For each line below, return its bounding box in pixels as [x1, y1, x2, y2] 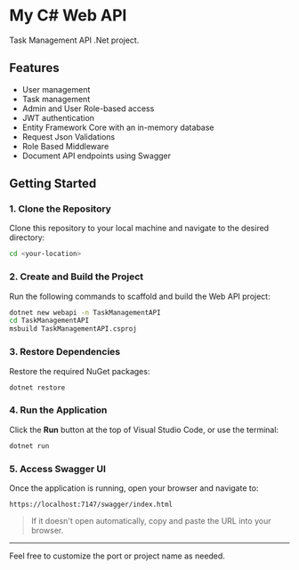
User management [21, 84, 91, 94]
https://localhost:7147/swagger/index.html [9, 500, 174, 509]
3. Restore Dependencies [9, 346, 121, 358]
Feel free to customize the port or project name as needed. [9, 550, 225, 561]
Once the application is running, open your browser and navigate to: [9, 482, 259, 494]
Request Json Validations [21, 131, 116, 142]
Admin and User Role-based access [21, 103, 155, 114]
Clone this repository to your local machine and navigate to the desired [9, 223, 270, 234]
